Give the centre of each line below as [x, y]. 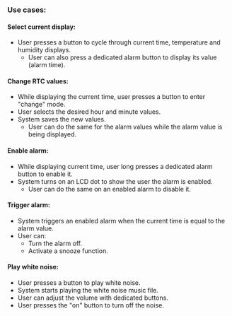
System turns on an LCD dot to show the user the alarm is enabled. [115, 181]
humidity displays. [44, 50]
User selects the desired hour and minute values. [89, 112]
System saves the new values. [62, 119]
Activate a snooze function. [68, 251]
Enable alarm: [28, 151]
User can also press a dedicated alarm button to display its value [122, 57]
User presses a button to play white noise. [79, 282]
